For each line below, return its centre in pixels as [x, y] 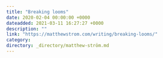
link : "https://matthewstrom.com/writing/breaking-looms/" [82, 34]
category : [19, 40]
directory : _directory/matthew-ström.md [58, 46]
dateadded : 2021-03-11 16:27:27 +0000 [55, 23]
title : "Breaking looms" [37, 12]
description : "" [27, 29]
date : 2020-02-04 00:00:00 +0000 [48, 18]
